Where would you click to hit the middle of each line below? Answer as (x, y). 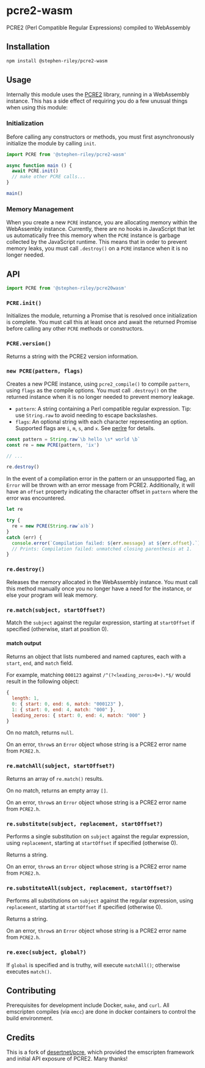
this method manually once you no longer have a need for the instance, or (99, 588)
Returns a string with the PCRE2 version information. (72, 356)
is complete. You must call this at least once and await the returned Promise (102, 322)
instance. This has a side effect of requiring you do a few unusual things (97, 101)
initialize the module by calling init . (51, 143)
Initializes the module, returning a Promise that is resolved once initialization (102, 316)
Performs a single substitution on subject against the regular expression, (98, 836)
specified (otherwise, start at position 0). (57, 629)
